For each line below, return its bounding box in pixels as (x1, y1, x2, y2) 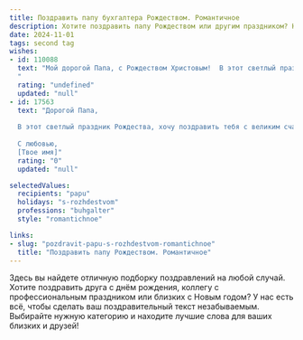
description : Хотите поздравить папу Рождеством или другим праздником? (9, 22, 289, 31)
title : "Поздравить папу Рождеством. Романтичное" (17, 248, 212, 257)
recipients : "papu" (17, 189, 91, 199)
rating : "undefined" (17, 80, 95, 90)
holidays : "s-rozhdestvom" (17, 198, 119, 207)
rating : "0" (17, 156, 63, 165)
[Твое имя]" (17, 147, 63, 156)
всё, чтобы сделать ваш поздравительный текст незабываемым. (9, 301, 260, 312)
